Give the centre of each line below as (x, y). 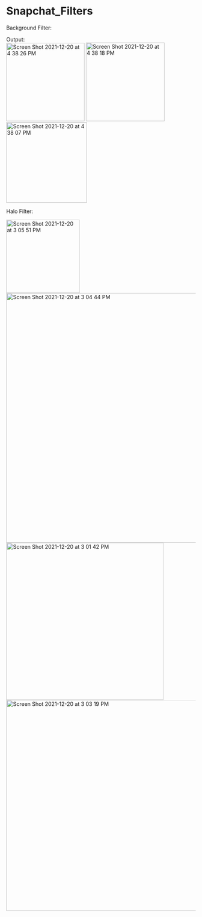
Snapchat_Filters (50, 11)
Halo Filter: (20, 211)
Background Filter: (29, 28)
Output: (16, 39)
